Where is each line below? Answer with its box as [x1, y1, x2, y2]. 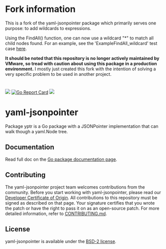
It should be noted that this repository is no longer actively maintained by [5, 55, 160, 61]
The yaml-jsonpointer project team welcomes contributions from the [5, 184, 145, 190]
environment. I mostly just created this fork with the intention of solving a [5, 66, 156, 72]
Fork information [5, 3, 76, 15]
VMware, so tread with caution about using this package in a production [5, 60, 158, 66]
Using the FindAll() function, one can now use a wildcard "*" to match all [5, 35, 154, 41]
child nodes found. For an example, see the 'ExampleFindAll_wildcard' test [5, 40, 158, 46]
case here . [5, 45, 27, 51]
